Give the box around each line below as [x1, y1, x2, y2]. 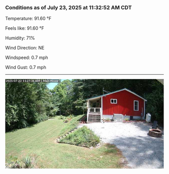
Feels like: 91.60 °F [5, 25, 44, 31]
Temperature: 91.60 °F [5, 16, 52, 22]
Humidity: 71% [5, 35, 35, 41]
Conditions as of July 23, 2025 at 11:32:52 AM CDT [5, 4, 132, 11]
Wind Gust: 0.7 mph [5, 65, 46, 71]
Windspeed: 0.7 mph [5, 54, 49, 61]
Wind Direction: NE [5, 45, 45, 51]
